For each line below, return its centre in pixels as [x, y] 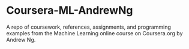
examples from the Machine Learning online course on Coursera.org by [94, 33]
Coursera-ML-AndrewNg [70, 10]
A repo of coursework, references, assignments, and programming [88, 27]
